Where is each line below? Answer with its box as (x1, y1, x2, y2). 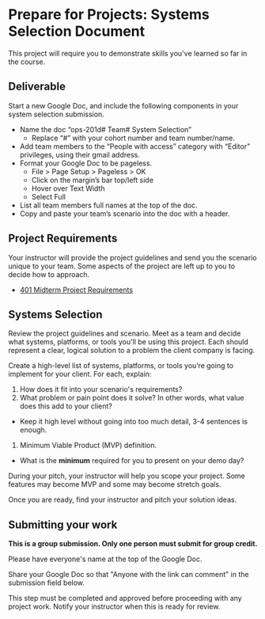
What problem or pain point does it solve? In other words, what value (19, 393, 244, 403)
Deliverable (8, 80, 66, 93)
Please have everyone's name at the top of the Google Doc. (8, 554, 203, 564)
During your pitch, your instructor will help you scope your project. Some (8, 471, 245, 480)
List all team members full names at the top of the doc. (19, 200, 198, 210)
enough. (19, 425, 47, 435)
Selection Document (8, 22, 146, 40)
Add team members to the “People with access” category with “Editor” (19, 141, 251, 151)
